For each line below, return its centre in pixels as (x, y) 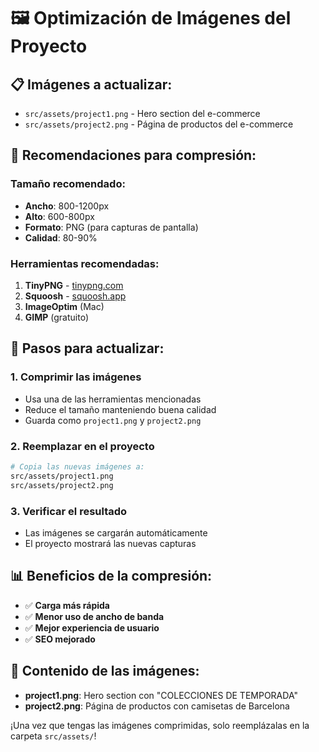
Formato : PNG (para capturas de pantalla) (111, 227)
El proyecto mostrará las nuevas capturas (110, 543)
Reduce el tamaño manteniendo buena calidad (120, 409)
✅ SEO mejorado (60, 639)
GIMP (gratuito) (56, 317)
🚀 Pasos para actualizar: (87, 348)
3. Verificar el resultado (69, 511)
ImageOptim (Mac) (64, 306)
